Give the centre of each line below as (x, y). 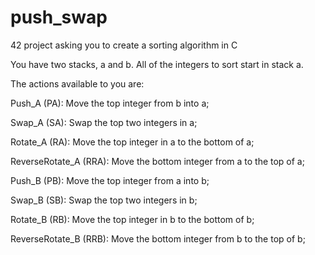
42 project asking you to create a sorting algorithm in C (124, 45)
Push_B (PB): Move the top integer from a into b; (110, 180)
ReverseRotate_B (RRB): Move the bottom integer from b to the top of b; (158, 238)
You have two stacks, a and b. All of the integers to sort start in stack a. (157, 64)
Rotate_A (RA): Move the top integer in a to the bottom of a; (132, 142)
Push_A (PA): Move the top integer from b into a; (110, 103)
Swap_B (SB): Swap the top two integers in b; (104, 200)
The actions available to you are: (77, 83)
